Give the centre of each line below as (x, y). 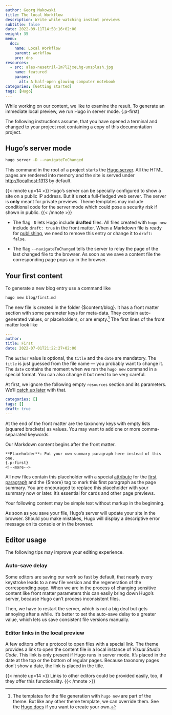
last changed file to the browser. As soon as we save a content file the (87, 254)
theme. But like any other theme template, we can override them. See (86, 701)
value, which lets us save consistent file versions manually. (67, 620)
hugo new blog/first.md (31, 298)
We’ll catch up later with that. (36, 390)
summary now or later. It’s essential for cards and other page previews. (80, 493)
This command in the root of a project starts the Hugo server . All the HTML (84, 170)
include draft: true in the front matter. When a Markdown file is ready (87, 228)
